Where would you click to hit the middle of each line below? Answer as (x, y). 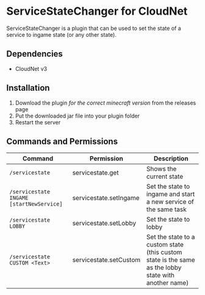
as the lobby (164, 267)
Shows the (161, 169)
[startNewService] (36, 204)
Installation (28, 88)
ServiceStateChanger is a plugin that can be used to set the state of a (94, 28)
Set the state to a (171, 237)
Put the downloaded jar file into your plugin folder (77, 116)
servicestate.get (95, 173)
